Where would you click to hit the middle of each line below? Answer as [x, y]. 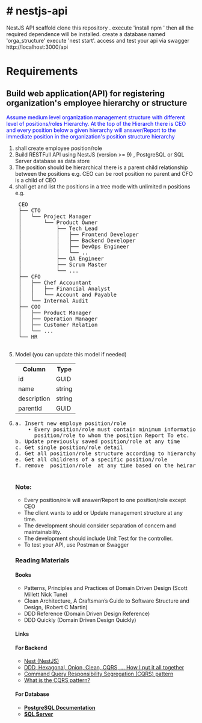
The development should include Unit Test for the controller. [98, 538]
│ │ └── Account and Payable [68, 294]
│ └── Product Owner [58, 222]
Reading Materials [42, 560]
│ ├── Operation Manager [58, 318]
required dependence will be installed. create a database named [86, 34]
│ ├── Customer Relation [58, 324]
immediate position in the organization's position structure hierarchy [91, 136]
